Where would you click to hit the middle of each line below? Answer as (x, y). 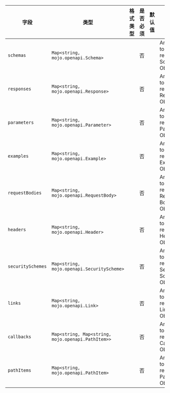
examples (18, 156)
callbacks (19, 337)
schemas (17, 55)
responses (19, 89)
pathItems (19, 370)
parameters (21, 122)
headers (17, 229)
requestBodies (25, 193)
